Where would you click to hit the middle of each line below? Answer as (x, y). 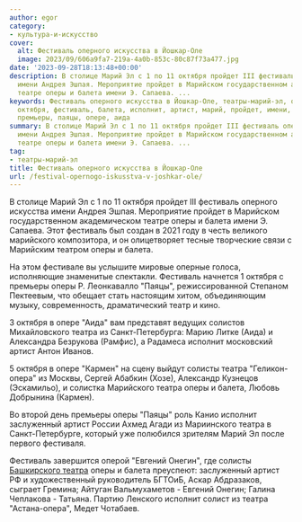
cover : (22, 43)
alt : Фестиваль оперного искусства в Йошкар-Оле (110, 51)
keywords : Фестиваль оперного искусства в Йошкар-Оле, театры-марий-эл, (148, 101)
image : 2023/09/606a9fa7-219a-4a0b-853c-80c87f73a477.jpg (129, 59)
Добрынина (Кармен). (52, 397)
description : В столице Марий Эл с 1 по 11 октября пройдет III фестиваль (152, 76)
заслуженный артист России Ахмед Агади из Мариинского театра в (141, 424)
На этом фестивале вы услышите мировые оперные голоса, (125, 267)
